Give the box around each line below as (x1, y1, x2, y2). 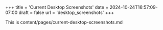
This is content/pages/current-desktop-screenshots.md (5, 19, 123, 25)
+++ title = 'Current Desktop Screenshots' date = (5, 4, 109, 10)
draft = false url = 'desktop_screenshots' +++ (18, 9, 114, 15)
